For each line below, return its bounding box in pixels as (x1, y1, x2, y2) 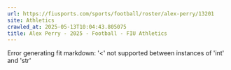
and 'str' (7, 57, 31, 65)
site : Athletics (7, 17, 55, 24)
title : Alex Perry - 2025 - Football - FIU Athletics (7, 29, 168, 37)
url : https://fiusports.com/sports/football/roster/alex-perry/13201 (7, 10, 215, 17)
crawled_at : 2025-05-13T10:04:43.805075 (7, 23, 127, 30)
